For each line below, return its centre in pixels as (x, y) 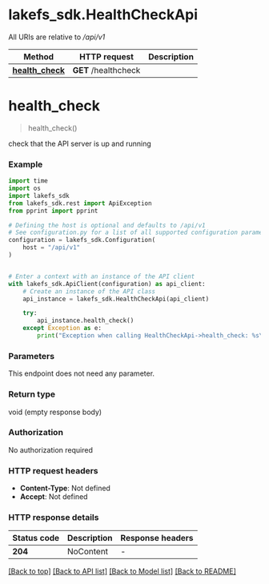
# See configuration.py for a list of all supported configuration (123, 233)
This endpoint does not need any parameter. (81, 373)
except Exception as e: (62, 328)
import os (25, 189)
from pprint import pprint (53, 211)
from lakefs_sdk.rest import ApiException (80, 203)
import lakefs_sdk (39, 195)
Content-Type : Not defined (65, 488)
